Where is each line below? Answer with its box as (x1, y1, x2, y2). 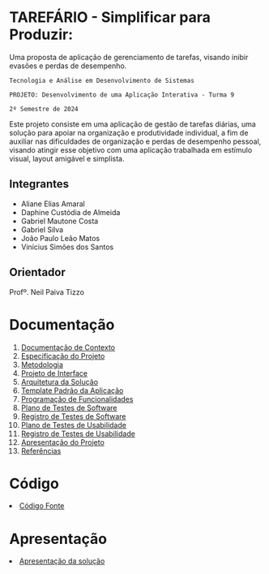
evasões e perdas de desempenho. (9, 61, 127, 71)
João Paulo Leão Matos (20, 233, 100, 243)
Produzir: (9, 25, 74, 44)
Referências (20, 446, 62, 455)
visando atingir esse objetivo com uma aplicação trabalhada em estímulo (9, 145, 253, 154)
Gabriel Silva (20, 224, 64, 235)
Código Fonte (19, 501, 65, 511)
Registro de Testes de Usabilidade (20, 429, 136, 438)
